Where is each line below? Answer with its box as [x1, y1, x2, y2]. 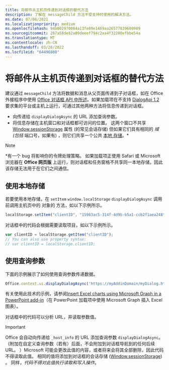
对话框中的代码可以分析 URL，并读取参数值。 [5, 314, 99, 320]
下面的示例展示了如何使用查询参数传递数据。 [5, 271, 98, 277]
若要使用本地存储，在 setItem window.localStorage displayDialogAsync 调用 [5, 196, 162, 202]
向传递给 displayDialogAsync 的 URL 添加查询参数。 [12, 114, 120, 120]
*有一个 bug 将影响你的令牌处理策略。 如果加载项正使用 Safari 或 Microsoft [5, 153, 161, 159]
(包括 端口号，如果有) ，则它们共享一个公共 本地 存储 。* [12, 132, 129, 138]
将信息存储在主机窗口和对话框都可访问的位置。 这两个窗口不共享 [12, 120, 146, 126]
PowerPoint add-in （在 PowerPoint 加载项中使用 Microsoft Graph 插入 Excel [5, 297, 162, 303]
